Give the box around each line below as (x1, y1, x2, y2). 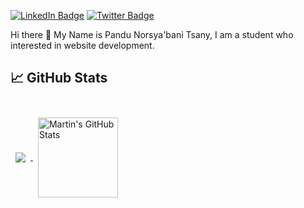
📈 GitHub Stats (10, 70, 108, 87)
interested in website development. (10, 40, 155, 51)
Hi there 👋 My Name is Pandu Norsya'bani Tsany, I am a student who (10, 29, 294, 40)
